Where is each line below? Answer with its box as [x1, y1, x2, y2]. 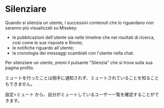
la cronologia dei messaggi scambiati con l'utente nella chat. [12, 50, 135, 56]
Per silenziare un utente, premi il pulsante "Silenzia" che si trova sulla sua [5, 59, 153, 65]
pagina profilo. [5, 65, 35, 71]
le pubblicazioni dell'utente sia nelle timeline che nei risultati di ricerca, [12, 34, 155, 40]
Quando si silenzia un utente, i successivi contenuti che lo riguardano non [5, 20, 154, 26]
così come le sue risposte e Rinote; [12, 39, 83, 45]
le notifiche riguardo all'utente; [12, 45, 74, 51]
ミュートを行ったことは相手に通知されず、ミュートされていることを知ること [5, 75, 159, 81]
